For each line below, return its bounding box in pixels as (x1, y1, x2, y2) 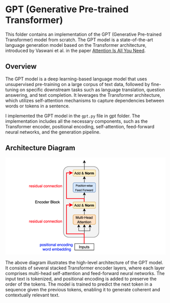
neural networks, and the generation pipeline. (5, 129, 101, 135)
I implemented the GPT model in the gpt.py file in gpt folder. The (5, 113, 140, 119)
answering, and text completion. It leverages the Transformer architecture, (5, 92, 161, 98)
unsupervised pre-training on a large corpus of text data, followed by (5, 81, 150, 87)
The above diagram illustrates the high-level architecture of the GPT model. (5, 259, 164, 265)
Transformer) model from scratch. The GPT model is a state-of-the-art (5, 37, 154, 43)
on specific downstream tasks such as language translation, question (19, 87, 165, 93)
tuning (5, 87, 19, 93)
